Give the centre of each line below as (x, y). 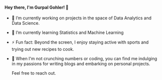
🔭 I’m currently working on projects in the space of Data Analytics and (81, 18)
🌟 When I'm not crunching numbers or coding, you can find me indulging (84, 59)
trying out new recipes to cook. (43, 49)
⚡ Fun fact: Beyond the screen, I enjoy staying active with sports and (80, 42)
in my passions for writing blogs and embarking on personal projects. (81, 64)
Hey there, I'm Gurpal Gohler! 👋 (37, 7)
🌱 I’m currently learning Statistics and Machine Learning (68, 32)
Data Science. (25, 23)
